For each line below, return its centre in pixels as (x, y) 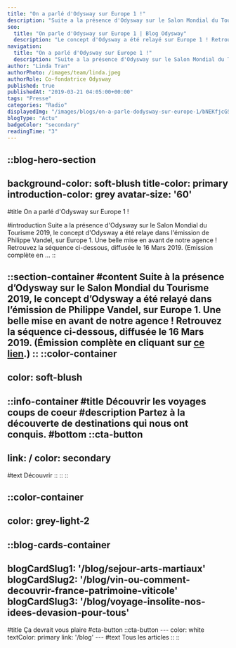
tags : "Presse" (29, 99)
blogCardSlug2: (43, 580)
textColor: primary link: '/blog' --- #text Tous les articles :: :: (94, 637)
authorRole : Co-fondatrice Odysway (59, 79)
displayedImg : (28, 112)
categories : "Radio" (38, 105)
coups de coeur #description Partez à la (96, 412)
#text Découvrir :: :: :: (38, 475)
